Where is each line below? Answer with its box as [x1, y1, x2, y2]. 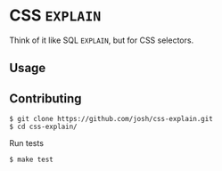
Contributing [9, 91, 82, 106]
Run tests [9, 138, 45, 149]
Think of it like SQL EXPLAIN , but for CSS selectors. [9, 35, 194, 45]
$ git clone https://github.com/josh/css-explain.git [9, 115, 214, 124]
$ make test [9, 155, 53, 165]
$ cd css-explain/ [9, 122, 78, 132]
